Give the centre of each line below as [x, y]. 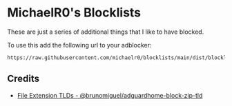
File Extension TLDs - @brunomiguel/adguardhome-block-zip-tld [110, 95]
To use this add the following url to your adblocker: [79, 45]
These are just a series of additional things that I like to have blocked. [106, 32]
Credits [23, 79]
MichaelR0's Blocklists [74, 13]
